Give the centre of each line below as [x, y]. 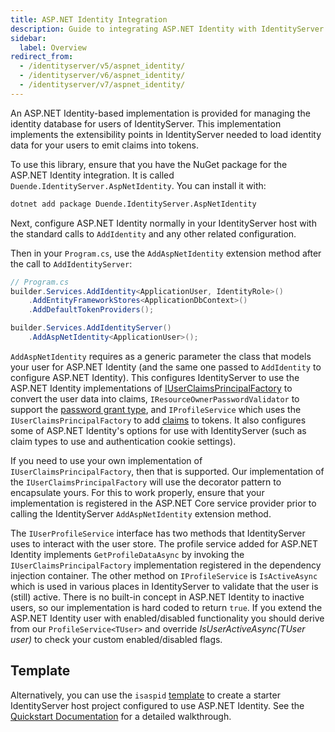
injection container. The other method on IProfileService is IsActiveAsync [164, 575]
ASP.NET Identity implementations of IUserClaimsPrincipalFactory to [151, 388]
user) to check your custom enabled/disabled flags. [116, 639]
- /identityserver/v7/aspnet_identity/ [102, 85]
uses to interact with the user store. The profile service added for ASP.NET [164, 543]
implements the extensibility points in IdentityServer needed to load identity [166, 134]
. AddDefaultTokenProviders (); [91, 310]
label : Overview [53, 47]
